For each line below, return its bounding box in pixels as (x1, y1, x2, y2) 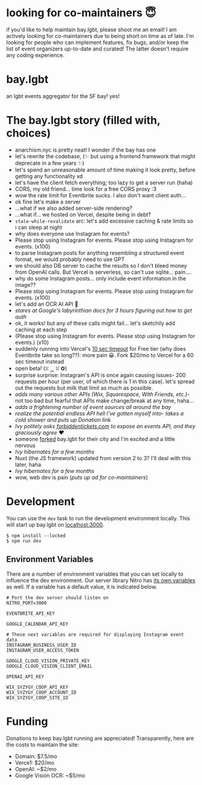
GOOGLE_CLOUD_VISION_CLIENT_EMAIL (6, 663, 93, 669)
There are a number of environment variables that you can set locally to (6, 570, 183, 577)
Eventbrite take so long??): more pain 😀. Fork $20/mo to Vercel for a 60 (14, 351, 194, 359)
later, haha (14, 461, 41, 468)
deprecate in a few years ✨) (14, 159, 85, 167)
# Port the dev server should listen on (6, 594, 109, 601)
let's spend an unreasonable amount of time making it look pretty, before (14, 166, 195, 173)
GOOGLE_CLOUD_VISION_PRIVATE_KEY (6, 657, 90, 664)
